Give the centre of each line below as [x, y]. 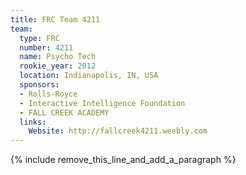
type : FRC [39, 38]
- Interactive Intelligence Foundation [102, 103]
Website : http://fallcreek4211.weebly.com [118, 131]
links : [33, 122]
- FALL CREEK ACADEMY [64, 112]
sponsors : [39, 85]
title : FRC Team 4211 [55, 19]
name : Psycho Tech [58, 57]
